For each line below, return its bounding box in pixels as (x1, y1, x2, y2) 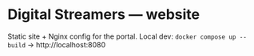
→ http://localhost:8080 (26, 39, 105, 49)
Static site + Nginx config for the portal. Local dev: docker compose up (7, 32, 236, 41)
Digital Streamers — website (7, 6, 200, 24)
